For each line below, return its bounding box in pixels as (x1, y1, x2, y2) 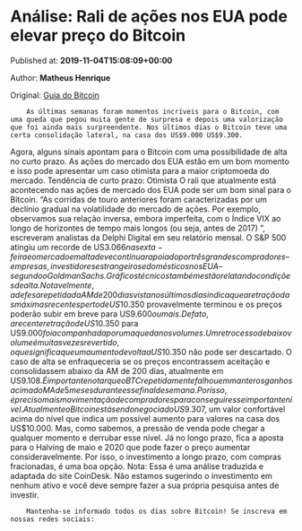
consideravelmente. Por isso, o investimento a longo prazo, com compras (10, 451, 281, 462)
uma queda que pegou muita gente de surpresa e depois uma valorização (10, 115, 283, 124)
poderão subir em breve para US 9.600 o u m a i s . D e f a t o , (10, 308, 209, 319)
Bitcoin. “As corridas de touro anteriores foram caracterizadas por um (10, 194, 267, 205)
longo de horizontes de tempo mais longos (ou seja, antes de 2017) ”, (10, 222, 265, 233)
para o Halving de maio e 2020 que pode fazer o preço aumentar (10, 441, 251, 452)
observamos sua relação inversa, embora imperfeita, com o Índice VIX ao (10, 213, 281, 223)
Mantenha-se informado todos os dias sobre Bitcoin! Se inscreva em (26, 507, 288, 516)
